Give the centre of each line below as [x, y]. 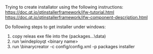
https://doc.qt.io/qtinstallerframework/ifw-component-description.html [76, 17]
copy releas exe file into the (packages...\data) [59, 36]
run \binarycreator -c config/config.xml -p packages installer [74, 46]
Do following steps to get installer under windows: [55, 27]
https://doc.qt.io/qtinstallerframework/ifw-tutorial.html [60, 12]
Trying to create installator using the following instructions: [64, 7]
